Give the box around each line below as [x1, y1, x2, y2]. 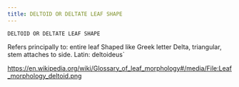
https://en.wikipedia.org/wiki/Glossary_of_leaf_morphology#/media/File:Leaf [7, 63, 233, 72]
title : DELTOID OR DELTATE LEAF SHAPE [7, 10, 123, 18]
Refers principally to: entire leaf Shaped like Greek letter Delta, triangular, [7, 42, 223, 51]
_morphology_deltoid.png [7, 71, 82, 80]
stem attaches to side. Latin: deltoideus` [7, 50, 125, 58]
